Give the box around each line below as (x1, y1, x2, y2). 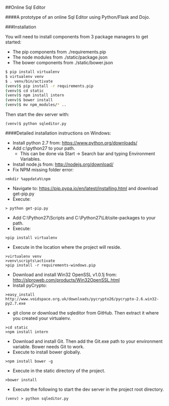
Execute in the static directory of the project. (12, 368, 105, 374)
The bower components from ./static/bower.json (12, 60, 114, 65)
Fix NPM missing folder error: (12, 167, 74, 172)
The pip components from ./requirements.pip (12, 49, 106, 55)
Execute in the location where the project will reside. (12, 244, 122, 250)
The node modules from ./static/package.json (12, 54, 108, 60)
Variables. (20, 156, 41, 162)
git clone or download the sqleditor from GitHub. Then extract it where (12, 310, 159, 315)
